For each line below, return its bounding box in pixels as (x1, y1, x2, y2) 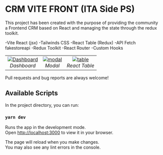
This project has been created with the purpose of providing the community (5, 20, 159, 26)
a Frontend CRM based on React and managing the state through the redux (5, 25, 157, 31)
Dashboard (9, 62, 36, 69)
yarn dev (5, 114, 26, 120)
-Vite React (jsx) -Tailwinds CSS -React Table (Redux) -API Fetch (5, 39, 136, 45)
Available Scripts (5, 89, 58, 97)
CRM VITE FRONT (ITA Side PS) (5, 3, 135, 15)
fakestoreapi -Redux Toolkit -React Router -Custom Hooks (5, 45, 124, 51)
